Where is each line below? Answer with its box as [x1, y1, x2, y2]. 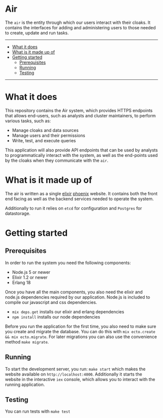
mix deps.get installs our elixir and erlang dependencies [12, 308, 125, 315]
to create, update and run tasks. [5, 30, 69, 36]
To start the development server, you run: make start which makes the [5, 366, 146, 372]
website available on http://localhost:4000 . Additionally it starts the [5, 371, 142, 377]
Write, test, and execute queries [12, 137, 76, 143]
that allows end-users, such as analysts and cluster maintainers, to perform [5, 113, 156, 118]
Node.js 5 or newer [12, 269, 50, 275]
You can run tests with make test [5, 408, 70, 415]
